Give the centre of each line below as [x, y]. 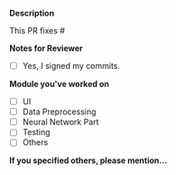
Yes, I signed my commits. [71, 66]
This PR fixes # [37, 30]
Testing [37, 132]
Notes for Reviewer [46, 48]
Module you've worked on [60, 84]
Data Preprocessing [59, 112]
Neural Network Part [60, 122]
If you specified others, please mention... [88, 160]
